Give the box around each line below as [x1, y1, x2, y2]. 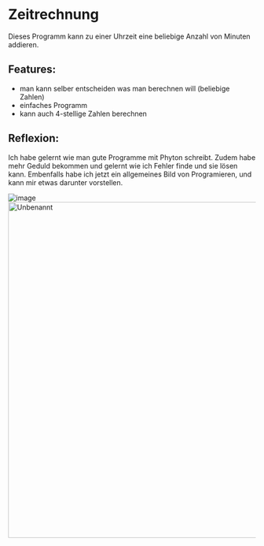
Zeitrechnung [8, 6, 100, 24]
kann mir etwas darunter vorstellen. [8, 177, 123, 187]
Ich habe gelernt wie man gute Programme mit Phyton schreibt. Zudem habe [8, 152, 256, 162]
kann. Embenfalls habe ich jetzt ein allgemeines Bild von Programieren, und [8, 169, 252, 179]
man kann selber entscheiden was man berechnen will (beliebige [19, 84, 230, 93]
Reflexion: [8, 132, 60, 145]
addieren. [8, 39, 39, 49]
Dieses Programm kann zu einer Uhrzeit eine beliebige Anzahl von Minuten [8, 32, 251, 41]
